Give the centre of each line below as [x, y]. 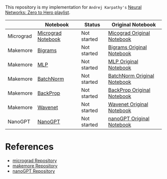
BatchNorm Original [131, 76]
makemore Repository [35, 166]
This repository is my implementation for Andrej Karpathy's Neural [73, 7]
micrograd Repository [35, 160]
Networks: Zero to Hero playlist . [38, 12]
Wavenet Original [128, 104]
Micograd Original [129, 33]
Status [92, 25]
